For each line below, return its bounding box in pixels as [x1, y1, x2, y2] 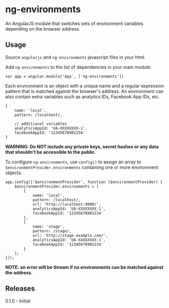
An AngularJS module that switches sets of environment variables [5, 20, 144, 26]
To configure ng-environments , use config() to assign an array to [5, 159, 142, 165]
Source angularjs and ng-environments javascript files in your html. [5, 54, 146, 60]
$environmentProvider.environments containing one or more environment [5, 164, 158, 170]
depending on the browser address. [5, 25, 80, 32]
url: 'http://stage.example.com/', [32, 233, 108, 238]
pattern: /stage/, [32, 228, 72, 234]
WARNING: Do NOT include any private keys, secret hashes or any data [5, 144, 159, 150]
